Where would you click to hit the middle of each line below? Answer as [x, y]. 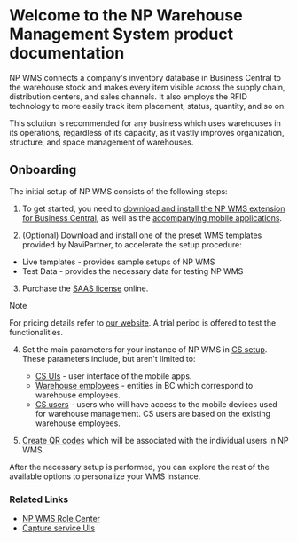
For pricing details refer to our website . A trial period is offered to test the [143, 322]
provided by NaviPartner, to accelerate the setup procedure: [132, 244]
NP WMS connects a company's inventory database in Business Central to [145, 77]
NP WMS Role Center [61, 519]
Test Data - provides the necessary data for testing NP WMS [133, 271]
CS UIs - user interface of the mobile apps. [113, 376]
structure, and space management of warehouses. [102, 142]
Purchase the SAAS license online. [85, 288]
